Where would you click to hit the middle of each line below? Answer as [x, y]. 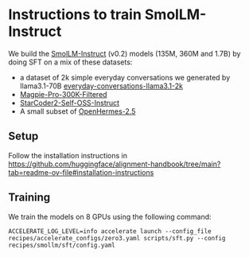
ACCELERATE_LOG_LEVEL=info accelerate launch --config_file [110, 231]
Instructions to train [75, 15]
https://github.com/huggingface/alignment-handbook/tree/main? [115, 164]
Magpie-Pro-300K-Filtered [63, 94]
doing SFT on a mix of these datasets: [70, 62]
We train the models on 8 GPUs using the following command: [110, 216]
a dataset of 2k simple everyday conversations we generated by [125, 77]
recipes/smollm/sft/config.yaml [62, 245]
